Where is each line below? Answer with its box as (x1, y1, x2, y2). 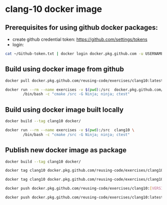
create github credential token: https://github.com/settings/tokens (12, 36, 148, 42)
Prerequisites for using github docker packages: (5, 23, 158, 32)
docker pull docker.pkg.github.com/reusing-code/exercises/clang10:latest (5, 78, 164, 83)
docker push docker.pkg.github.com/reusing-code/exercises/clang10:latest (5, 195, 164, 200)
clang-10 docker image (5, 3, 102, 15)
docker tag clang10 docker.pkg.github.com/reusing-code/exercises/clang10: (5, 168, 166, 173)
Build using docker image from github (5, 65, 124, 73)
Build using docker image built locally (5, 105, 124, 114)
